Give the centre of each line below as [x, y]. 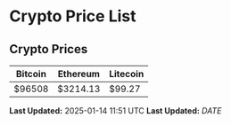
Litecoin [126, 74]
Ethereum [79, 74]
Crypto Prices [49, 49]
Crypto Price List [73, 16]
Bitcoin [31, 74]
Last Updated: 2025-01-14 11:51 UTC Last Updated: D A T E [115, 111]
